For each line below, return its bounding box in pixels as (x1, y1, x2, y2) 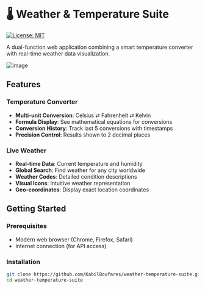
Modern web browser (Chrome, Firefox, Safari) (15, 235, 133, 243)
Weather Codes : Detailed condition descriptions (15, 173, 137, 180)
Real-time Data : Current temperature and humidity (15, 160, 143, 167)
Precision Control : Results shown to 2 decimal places (15, 131, 151, 138)
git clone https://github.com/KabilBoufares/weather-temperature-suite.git (6, 271, 203, 277)
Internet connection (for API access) (15, 242, 107, 249)
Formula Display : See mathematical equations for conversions (15, 118, 173, 125)
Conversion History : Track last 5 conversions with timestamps (15, 124, 173, 132)
